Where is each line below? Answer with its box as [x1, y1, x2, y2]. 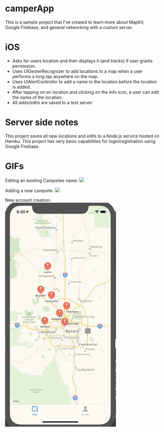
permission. [12, 63, 36, 69]
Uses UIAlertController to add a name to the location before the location [12, 79, 158, 84]
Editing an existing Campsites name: [5, 177, 78, 183]
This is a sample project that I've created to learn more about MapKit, [5, 19, 145, 25]
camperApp [5, 3, 54, 14]
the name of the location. [12, 94, 63, 100]
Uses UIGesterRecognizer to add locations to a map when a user [12, 68, 143, 74]
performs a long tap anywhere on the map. [12, 73, 99, 79]
